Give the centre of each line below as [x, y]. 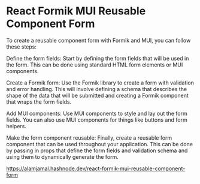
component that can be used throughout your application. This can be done [100, 144]
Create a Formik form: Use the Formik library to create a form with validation [100, 83]
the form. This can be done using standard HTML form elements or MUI [95, 65]
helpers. [16, 126]
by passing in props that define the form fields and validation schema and [97, 150]
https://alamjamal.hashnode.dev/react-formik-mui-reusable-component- [96, 168]
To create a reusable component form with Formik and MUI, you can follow [99, 40]
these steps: [22, 47]
